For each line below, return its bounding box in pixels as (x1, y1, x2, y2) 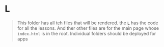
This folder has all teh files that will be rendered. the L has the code (17, 20, 158, 26)
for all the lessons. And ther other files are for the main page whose (17, 25, 159, 31)
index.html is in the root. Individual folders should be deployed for (17, 30, 156, 36)
